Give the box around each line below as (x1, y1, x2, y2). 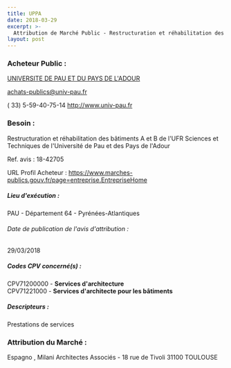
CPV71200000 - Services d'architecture (7, 279, 124, 288)
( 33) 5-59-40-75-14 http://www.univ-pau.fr (7, 101, 133, 109)
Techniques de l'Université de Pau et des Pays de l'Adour (7, 141, 171, 149)
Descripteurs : (7, 302, 50, 311)
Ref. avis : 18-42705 (7, 155, 64, 163)
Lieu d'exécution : (7, 192, 60, 200)
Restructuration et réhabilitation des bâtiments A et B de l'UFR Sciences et (7, 134, 219, 142)
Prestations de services (7, 320, 75, 329)
